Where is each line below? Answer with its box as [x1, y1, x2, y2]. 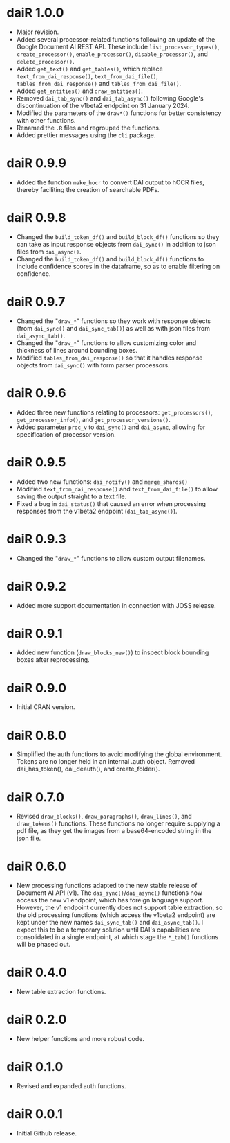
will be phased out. [16, 941, 71, 949]
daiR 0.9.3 [6, 531, 66, 547]
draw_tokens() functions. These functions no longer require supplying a [16, 819, 220, 828]
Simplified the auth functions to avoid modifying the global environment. [16, 750, 222, 758]
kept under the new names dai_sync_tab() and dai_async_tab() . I [16, 918, 204, 927]
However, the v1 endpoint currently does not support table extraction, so [16, 903, 223, 912]
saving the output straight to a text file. [16, 492, 127, 500]
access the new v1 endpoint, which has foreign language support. [16, 896, 204, 905]
